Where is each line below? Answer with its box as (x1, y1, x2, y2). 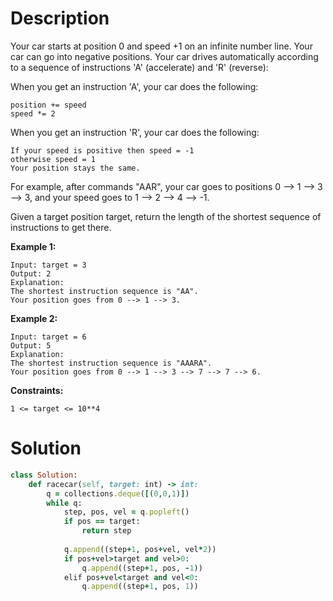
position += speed (10, 100, 87, 110)
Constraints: (10, 384, 64, 396)
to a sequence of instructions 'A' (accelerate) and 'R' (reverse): (10, 61, 269, 73)
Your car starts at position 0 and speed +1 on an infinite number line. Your (10, 40, 313, 52)
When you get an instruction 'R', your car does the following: (10, 126, 260, 138)
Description (10, 7, 110, 30)
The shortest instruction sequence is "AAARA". (10, 358, 213, 368)
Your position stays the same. (10, 163, 141, 173)
